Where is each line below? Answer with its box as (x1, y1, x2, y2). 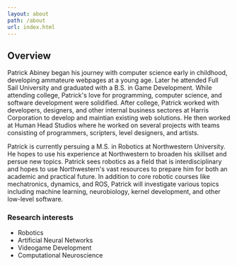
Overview (7, 50, 52, 62)
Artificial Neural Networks (17, 236, 93, 245)
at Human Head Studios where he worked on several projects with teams (7, 121, 220, 129)
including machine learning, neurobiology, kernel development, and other (7, 187, 221, 196)
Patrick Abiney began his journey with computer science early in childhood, (7, 69, 228, 77)
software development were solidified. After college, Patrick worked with (7, 98, 219, 107)
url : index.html (7, 23, 55, 30)
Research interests (7, 213, 74, 223)
